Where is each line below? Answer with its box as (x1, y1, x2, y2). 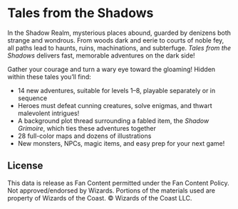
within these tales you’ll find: (7, 73, 91, 81)
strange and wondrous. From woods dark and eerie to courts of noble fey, (7, 36, 224, 44)
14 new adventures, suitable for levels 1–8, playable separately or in (17, 86, 216, 95)
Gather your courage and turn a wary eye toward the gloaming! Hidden (7, 65, 216, 73)
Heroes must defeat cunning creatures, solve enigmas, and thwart (17, 101, 212, 109)
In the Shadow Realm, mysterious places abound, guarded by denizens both (7, 28, 232, 37)
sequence (17, 94, 48, 102)
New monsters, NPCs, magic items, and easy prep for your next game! (17, 139, 225, 147)
